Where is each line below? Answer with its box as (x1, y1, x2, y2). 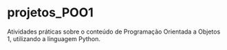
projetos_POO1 (7, 5, 94, 21)
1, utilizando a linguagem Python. (7, 34, 101, 42)
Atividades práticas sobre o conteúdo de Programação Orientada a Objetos (7, 27, 221, 36)
